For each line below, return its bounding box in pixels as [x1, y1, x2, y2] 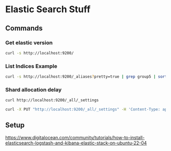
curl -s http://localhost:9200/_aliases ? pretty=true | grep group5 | [5, 74, 156, 79]
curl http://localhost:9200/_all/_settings [5, 98, 99, 103]
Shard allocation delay [5, 86, 62, 93]
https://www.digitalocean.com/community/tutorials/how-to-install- [5, 134, 145, 140]
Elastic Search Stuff [5, 4, 91, 15]
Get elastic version [5, 39, 53, 46]
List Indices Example [5, 63, 58, 70]
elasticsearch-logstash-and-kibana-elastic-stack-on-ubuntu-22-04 [5, 140, 147, 146]
